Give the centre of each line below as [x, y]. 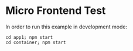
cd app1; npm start [29, 37]
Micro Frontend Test [56, 11]
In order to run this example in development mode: [66, 27]
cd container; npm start [36, 42]
